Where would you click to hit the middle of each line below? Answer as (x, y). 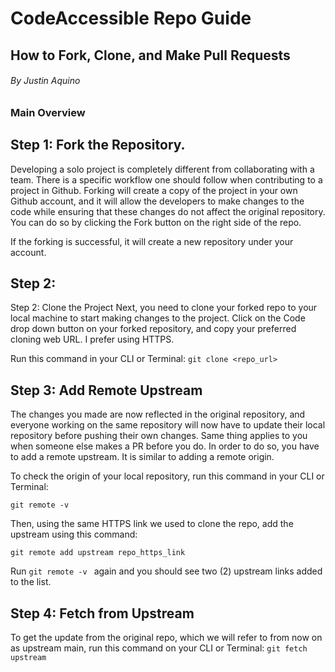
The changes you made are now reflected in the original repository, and (158, 414)
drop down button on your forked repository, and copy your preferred (153, 329)
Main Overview (48, 112)
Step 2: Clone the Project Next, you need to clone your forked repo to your (164, 308)
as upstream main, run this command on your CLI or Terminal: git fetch (159, 648)
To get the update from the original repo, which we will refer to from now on (166, 638)
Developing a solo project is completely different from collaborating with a (162, 169)
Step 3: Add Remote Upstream (106, 390)
